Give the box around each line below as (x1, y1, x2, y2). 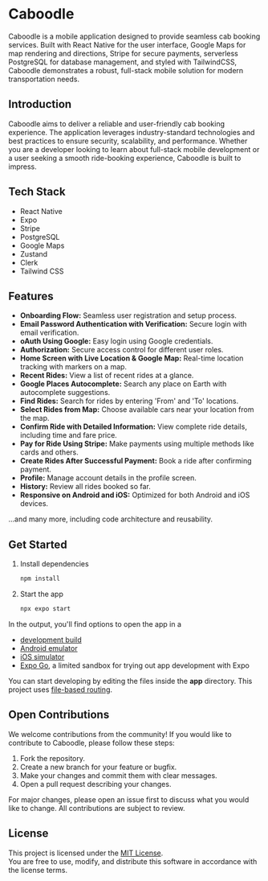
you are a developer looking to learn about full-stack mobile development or (8, 144, 260, 154)
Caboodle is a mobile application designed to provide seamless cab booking (8, 31, 261, 41)
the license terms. (8, 865, 68, 875)
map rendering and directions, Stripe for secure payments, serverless (8, 48, 238, 58)
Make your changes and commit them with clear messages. (19, 770, 218, 780)
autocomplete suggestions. (19, 388, 111, 397)
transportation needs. (8, 74, 80, 84)
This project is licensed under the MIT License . (8, 848, 164, 858)
